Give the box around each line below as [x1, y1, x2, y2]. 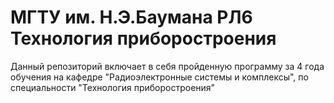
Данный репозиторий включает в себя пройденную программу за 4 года [10, 60, 325, 72]
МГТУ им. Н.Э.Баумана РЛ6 [10, 6, 253, 29]
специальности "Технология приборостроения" [10, 81, 216, 93]
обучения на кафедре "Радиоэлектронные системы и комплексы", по [10, 71, 309, 83]
